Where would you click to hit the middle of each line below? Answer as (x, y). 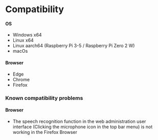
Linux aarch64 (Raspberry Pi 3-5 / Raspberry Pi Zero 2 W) (74, 46)
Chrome (21, 79)
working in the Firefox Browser (45, 132)
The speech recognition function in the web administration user (79, 121)
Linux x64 (23, 40)
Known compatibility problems (44, 98)
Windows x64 (27, 35)
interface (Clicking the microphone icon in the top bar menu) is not (83, 127)
